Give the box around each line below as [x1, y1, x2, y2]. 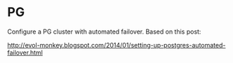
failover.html [7, 48, 44, 57]
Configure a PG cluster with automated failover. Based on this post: [7, 27, 201, 36]
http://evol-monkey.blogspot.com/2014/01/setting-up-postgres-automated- [7, 41, 226, 49]
